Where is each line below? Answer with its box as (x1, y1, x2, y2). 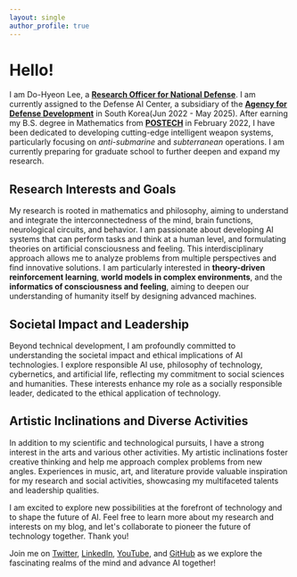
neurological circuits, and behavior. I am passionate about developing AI (9, 224, 274, 235)
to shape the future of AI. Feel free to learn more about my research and (9, 511, 275, 523)
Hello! (9, 60, 54, 80)
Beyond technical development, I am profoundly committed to (9, 340, 236, 351)
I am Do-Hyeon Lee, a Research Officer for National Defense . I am (9, 89, 256, 100)
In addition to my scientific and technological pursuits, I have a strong (9, 437, 265, 447)
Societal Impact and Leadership (9, 316, 189, 331)
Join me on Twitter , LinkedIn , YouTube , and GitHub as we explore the (9, 548, 263, 558)
